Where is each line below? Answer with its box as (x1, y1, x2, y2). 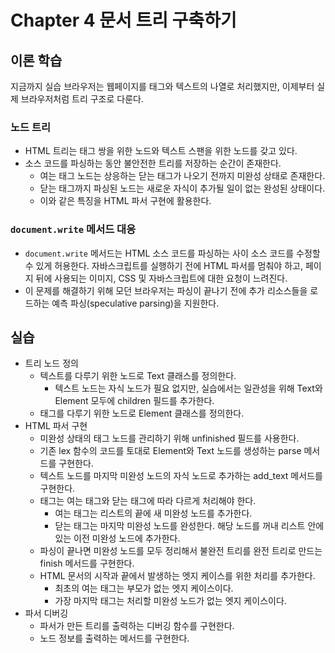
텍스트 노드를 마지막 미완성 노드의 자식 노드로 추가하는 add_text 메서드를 (39, 470, 323, 482)
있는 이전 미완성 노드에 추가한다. (54, 532, 181, 545)
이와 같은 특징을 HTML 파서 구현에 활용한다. (39, 195, 212, 207)
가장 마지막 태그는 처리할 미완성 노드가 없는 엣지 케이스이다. (54, 595, 287, 607)
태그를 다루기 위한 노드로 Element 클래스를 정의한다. (39, 407, 245, 420)
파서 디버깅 (24, 607, 69, 620)
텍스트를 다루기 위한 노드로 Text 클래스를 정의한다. (39, 370, 237, 382)
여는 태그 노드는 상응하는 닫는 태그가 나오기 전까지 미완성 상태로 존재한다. (39, 170, 326, 182)
